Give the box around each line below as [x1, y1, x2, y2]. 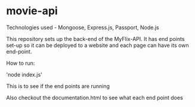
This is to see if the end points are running [6, 82, 110, 90]
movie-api [6, 4, 58, 18]
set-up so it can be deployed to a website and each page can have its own [6, 42, 189, 49]
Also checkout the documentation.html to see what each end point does [6, 94, 183, 101]
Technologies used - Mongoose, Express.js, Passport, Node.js [6, 24, 159, 31]
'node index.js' [6, 71, 43, 78]
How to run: [6, 59, 35, 67]
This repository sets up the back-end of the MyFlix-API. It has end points [6, 35, 185, 42]
